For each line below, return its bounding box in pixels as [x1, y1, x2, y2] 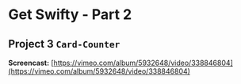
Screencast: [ [8, 58, 54, 67]
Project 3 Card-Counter [8, 37, 120, 51]
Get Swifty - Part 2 [8, 6, 132, 24]
